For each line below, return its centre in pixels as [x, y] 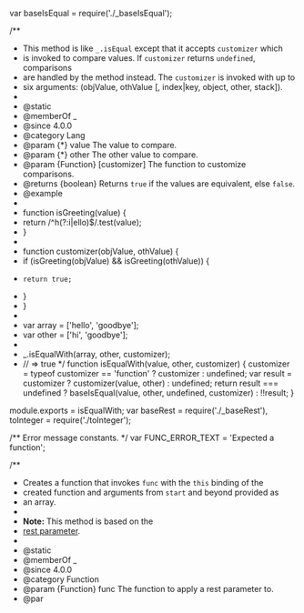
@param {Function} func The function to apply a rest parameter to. [148, 589]
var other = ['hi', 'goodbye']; [75, 335]
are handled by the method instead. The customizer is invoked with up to [159, 77]
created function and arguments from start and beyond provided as [151, 492]
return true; [47, 279]
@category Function [61, 579]
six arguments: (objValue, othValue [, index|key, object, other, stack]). [153, 87]
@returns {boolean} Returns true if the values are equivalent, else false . [159, 184]
